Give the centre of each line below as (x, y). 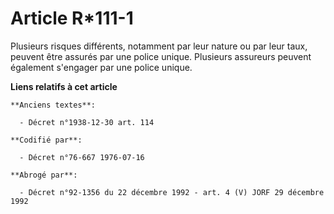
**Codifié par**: (46, 140)
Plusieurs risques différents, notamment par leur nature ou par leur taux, (159, 46)
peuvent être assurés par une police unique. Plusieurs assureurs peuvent (161, 56)
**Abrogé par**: (44, 175)
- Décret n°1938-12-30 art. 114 (87, 122)
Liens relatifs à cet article (64, 86)
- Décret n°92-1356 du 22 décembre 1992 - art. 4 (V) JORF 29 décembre (172, 192)
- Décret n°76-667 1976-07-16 (82, 157)
